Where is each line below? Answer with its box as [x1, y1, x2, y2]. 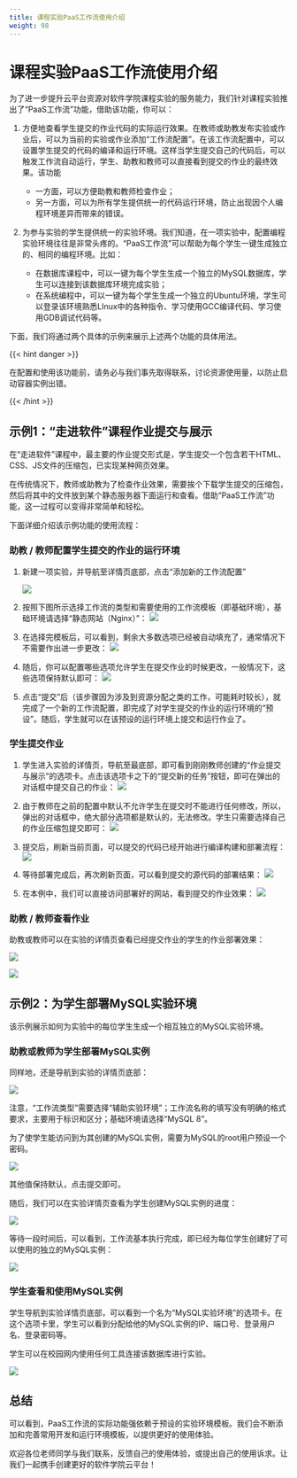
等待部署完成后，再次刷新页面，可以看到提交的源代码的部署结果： [21, 869, 263, 880]
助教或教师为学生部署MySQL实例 [9, 1045, 150, 1057]
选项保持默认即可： [29, 673, 100, 683]
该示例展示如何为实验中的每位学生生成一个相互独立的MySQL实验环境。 [9, 1021, 269, 1031]
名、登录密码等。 [9, 1329, 72, 1340]
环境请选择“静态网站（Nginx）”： [29, 612, 148, 623]
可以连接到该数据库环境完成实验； [42, 279, 168, 290]
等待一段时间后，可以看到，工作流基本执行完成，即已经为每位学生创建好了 [9, 1233, 280, 1244]
